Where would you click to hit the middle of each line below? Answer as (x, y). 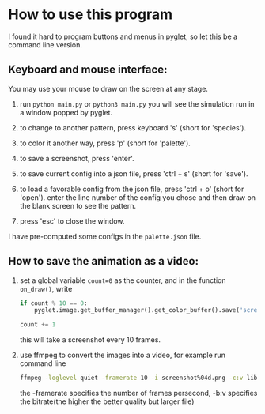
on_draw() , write (46, 288)
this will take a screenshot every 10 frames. (90, 340)
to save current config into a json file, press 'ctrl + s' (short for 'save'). (134, 173)
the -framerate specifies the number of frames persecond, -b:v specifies (138, 393)
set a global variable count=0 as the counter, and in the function (123, 280)
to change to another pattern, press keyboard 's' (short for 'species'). (133, 127)
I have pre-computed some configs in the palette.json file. (105, 236)
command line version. (45, 44)
